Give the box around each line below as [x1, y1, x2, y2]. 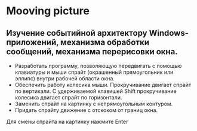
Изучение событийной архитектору [6, 28, 147, 38]
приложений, [6, 37, 59, 47]
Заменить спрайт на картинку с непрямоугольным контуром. [14, 100, 173, 107]
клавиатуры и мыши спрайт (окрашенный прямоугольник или [14, 68, 174, 76]
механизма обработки [60, 37, 149, 47]
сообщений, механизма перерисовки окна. [6, 46, 178, 57]
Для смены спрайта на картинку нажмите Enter [6, 118, 128, 125]
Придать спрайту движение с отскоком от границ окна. [14, 107, 158, 114]
